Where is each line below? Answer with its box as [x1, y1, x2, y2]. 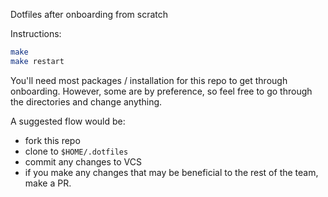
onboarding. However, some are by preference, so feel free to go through [10, 85, 313, 97]
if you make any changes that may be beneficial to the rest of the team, [24, 166, 319, 178]
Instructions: [10, 28, 62, 39]
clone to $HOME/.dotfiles [24, 145, 129, 157]
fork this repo [24, 134, 81, 146]
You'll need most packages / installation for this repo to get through [10, 74, 288, 86]
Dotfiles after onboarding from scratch [10, 9, 169, 20]
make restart [10, 56, 65, 66]
